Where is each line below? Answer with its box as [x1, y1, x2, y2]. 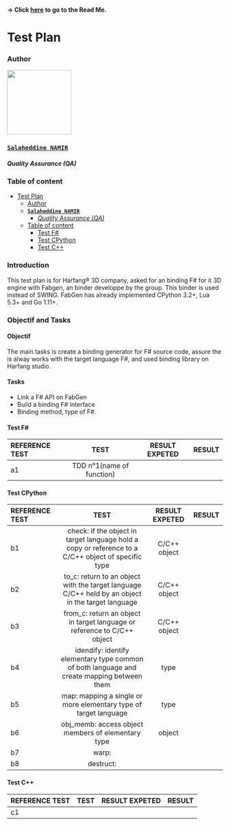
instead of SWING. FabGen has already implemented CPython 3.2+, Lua [7, 291, 210, 299]
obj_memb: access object [61, 719, 144, 729]
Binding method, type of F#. [16, 408, 97, 416]
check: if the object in [67, 526, 137, 536]
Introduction [7, 260, 49, 270]
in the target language [66, 598, 138, 607]
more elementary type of [62, 700, 142, 709]
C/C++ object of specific [62, 552, 142, 561]
